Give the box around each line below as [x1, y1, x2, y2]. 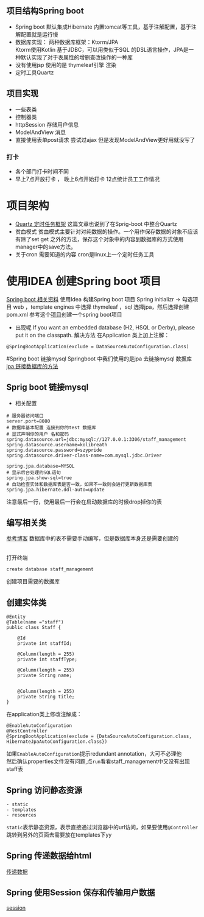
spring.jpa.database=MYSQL [6, 463, 75, 469]
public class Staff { [6, 625, 62, 631]
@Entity [6, 614, 26, 620]
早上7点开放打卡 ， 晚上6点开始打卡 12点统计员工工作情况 [15, 175, 160, 183]
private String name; [17, 672, 72, 679]
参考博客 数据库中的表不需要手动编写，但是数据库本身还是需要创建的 [6, 535, 178, 542]
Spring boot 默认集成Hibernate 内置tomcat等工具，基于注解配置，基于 [15, 23, 192, 30]
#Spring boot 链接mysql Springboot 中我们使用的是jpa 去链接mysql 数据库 [6, 355, 192, 362]
